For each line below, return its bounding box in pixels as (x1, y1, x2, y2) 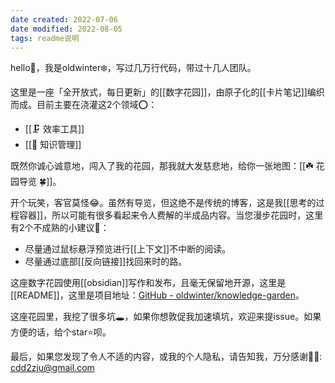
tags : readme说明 (10, 33, 80, 43)
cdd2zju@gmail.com (10, 362, 95, 374)
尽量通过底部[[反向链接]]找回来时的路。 (24, 256, 188, 268)
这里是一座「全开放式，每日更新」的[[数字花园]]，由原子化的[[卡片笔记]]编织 (10, 86, 325, 98)
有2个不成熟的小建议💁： (10, 222, 110, 234)
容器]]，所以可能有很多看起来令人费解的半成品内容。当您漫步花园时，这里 (18, 209, 324, 221)
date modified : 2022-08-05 (10, 24, 123, 34)
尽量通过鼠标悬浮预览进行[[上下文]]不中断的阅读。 (24, 243, 232, 255)
